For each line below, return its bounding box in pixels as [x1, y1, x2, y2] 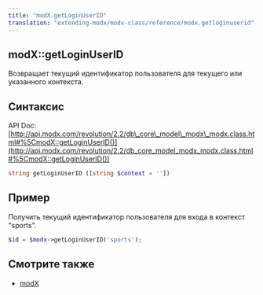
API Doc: [8, 121, 37, 131]
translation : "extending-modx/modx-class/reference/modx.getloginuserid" [8, 19, 255, 27]
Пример [8, 191, 50, 205]
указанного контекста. [8, 77, 84, 87]
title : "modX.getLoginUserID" [8, 11, 108, 20]
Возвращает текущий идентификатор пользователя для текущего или [8, 68, 243, 79]
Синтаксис [8, 100, 64, 113]
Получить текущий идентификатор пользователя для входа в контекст [8, 212, 246, 221]
